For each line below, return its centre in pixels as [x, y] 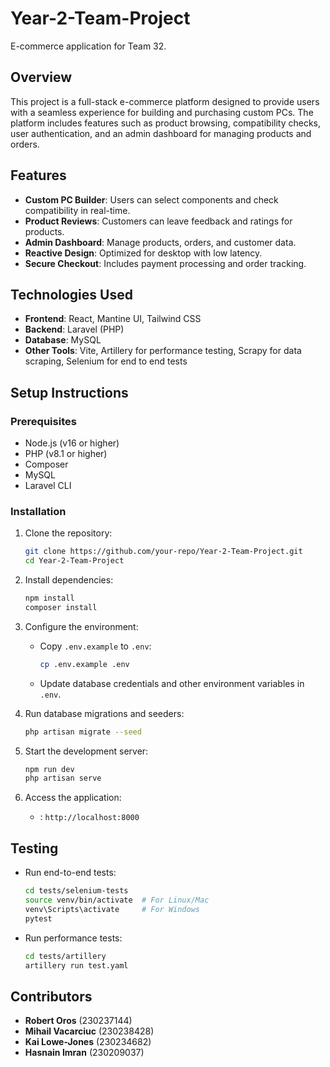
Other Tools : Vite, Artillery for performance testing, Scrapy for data [163, 351]
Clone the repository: [68, 533]
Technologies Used [71, 294]
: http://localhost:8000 [89, 817]
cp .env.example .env [84, 664]
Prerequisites [43, 421]
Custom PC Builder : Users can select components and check [151, 199]
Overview [41, 77]
